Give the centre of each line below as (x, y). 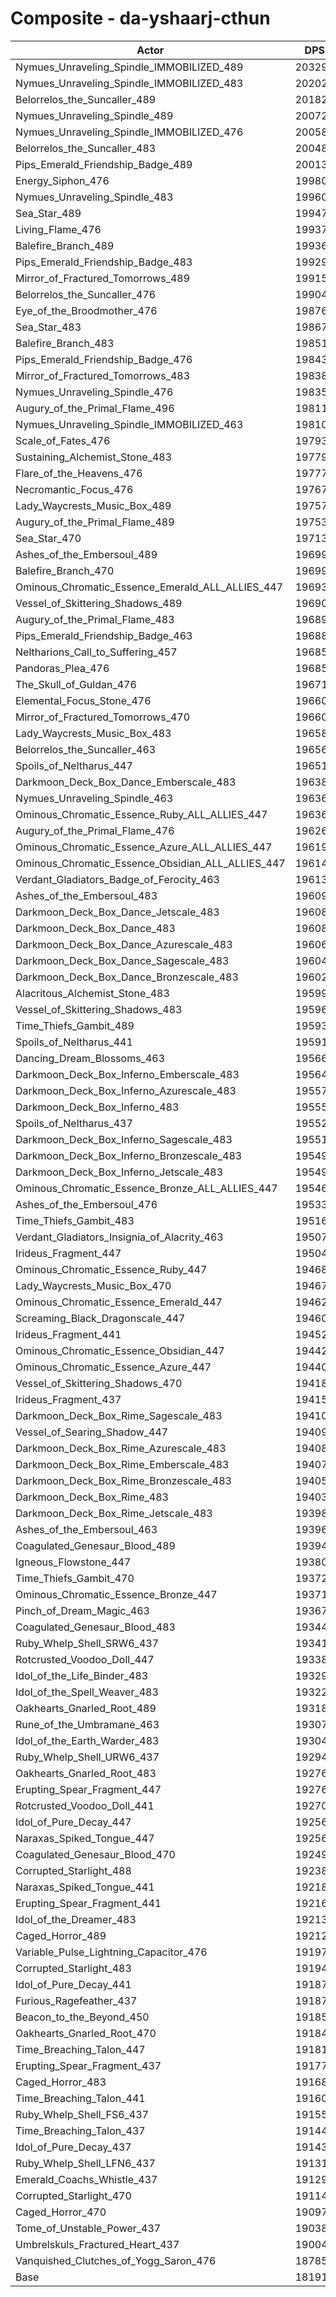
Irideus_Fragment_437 (68, 1399)
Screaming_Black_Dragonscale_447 (100, 1318)
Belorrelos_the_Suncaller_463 (86, 749)
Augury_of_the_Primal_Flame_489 (95, 522)
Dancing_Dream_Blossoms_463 (90, 1058)
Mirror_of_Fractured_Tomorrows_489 (103, 278)
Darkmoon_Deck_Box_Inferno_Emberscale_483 (127, 1074)
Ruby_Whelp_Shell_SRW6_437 (87, 1643)
